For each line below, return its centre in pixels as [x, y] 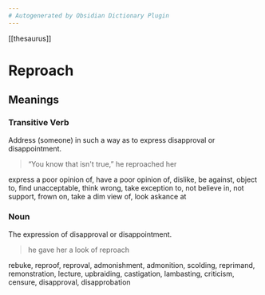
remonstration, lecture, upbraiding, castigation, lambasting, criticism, [121, 273]
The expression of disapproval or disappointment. [90, 234]
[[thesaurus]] [30, 38]
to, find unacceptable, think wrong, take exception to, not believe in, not [127, 187]
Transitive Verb [39, 123]
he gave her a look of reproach [79, 250]
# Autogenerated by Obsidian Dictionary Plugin [89, 16]
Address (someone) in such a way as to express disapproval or [112, 140]
